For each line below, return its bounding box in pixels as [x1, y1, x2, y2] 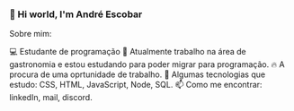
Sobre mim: [9, 29, 52, 39]
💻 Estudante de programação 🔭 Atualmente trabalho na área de [9, 47, 247, 57]
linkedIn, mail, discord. [9, 92, 93, 103]
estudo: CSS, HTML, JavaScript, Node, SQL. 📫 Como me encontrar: [9, 80, 263, 90]
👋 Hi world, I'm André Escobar [9, 8, 143, 21]
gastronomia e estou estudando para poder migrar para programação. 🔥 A [9, 59, 285, 70]
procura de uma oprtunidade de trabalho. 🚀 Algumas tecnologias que [9, 69, 266, 80]
